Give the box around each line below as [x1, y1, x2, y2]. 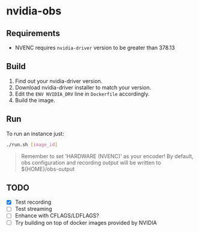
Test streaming [14, 206, 52, 213]
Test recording [14, 198, 52, 206]
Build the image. [14, 96, 55, 103]
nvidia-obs [6, 4, 62, 18]
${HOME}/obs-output [20, 165, 75, 172]
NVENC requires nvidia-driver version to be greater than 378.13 [14, 44, 176, 51]
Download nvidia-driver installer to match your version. [14, 84, 152, 91]
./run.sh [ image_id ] [6, 141, 58, 148]
